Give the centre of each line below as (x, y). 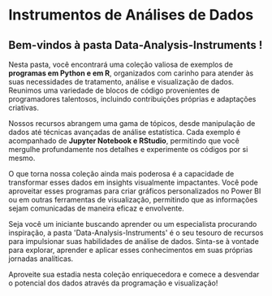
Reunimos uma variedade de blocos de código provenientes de (114, 90)
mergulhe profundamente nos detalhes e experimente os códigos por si (128, 149)
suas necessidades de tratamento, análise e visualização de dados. (121, 82)
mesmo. (22, 158)
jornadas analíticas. (41, 259)
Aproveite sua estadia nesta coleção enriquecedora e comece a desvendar (134, 274)
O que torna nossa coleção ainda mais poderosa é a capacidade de (121, 174)
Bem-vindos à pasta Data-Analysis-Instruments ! (136, 45)
